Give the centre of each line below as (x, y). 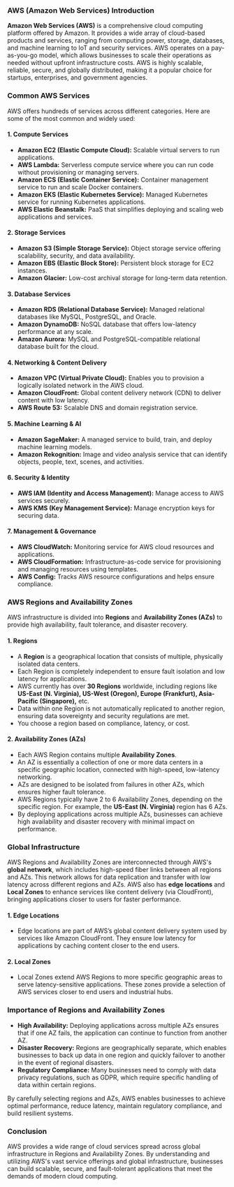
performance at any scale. (55, 332)
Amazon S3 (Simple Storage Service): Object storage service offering (119, 248)
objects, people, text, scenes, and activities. (81, 461)
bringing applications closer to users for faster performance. (94, 899)
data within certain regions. (57, 1084)
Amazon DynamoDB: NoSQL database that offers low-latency (107, 324)
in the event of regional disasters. (65, 1062)
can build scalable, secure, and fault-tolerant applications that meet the (110, 1169)
